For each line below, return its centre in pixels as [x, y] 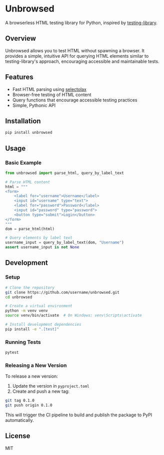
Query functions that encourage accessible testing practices [75, 100]
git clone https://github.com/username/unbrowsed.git [62, 292]
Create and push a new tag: [41, 391]
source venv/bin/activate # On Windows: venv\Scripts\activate [73, 315]
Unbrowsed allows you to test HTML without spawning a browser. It [75, 50]
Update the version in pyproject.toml [51, 386]
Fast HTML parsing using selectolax [49, 89]
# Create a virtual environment [39, 306]
